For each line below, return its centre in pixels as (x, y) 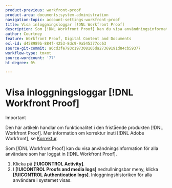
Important (16, 118)
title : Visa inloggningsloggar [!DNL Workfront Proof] (65, 24)
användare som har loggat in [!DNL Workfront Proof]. (61, 154)
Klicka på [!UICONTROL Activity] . (49, 164)
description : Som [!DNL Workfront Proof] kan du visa (64, 29)
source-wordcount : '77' (31, 58)
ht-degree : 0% (20, 63)
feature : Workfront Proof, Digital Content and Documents (68, 39)
